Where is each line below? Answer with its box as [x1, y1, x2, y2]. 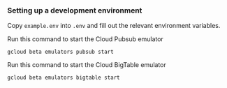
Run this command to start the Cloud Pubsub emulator [7, 35, 164, 43]
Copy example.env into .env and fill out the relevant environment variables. [7, 22, 221, 30]
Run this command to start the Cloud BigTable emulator [7, 61, 166, 69]
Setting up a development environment [7, 6, 142, 15]
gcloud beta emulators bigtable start [7, 74, 120, 82]
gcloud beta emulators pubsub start [7, 48, 114, 56]
